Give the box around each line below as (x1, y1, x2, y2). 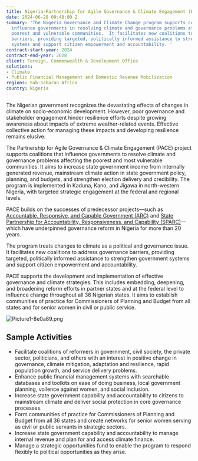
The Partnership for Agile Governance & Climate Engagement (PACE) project (6, 144, 192, 151)
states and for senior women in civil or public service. (6, 304, 136, 311)
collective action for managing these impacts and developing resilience (6, 126, 179, 133)
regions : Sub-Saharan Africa (6, 80, 78, 86)
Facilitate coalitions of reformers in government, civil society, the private (14, 348, 190, 355)
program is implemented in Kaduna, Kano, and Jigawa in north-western (6, 182, 180, 189)
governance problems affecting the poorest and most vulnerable (6, 157, 163, 164)
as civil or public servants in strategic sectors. (14, 423, 127, 430)
